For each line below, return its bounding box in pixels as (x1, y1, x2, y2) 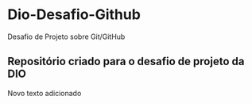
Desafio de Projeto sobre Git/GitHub (7, 32, 126, 41)
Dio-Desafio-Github (7, 6, 141, 24)
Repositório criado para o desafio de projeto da (7, 55, 245, 68)
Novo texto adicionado (7, 88, 82, 98)
